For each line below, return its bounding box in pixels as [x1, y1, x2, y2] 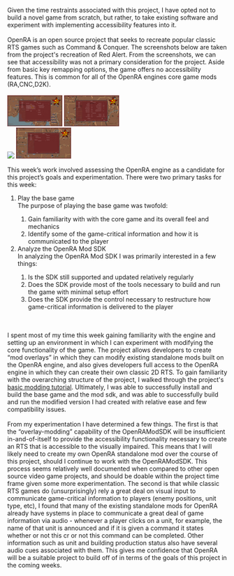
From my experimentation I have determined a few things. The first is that [7, 420, 219, 428]
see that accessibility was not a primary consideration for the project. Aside [7, 58, 225, 66]
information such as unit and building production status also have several [7, 538, 218, 547]
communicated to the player [27, 237, 109, 245]
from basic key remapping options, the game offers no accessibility [7, 66, 201, 73]
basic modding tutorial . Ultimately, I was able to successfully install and [7, 383, 213, 391]
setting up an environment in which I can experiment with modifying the [7, 338, 214, 346]
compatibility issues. [7, 405, 66, 413]
